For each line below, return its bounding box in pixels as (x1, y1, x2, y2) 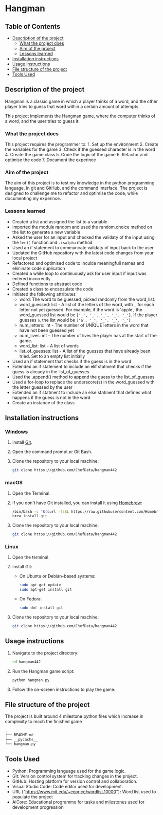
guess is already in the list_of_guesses (12, 368, 89, 375)
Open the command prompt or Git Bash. (12, 449, 92, 455)
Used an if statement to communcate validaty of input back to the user (12, 244, 154, 251)
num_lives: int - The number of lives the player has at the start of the (19, 332, 157, 338)
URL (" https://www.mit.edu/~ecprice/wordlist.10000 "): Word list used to (12, 789, 156, 795)
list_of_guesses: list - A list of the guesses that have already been (19, 348, 151, 354)
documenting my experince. (5, 196, 62, 201)
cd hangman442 (12, 659, 41, 664)
